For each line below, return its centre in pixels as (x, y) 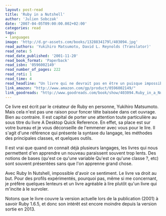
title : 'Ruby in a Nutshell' (35, 14)
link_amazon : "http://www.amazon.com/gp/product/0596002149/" (70, 88)
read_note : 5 (19, 51)
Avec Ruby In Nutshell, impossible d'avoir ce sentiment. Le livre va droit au (81, 173)
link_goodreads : (22, 93)
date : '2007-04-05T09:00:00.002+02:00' (46, 24)
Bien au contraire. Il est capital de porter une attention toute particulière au (81, 117)
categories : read (23, 28)
